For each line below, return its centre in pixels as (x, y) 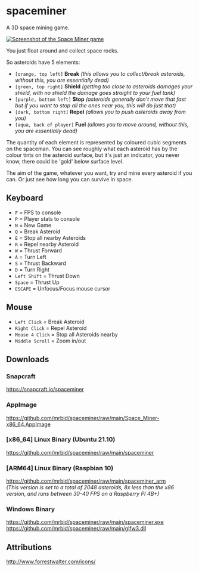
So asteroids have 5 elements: (43, 62)
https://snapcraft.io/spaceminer (45, 390)
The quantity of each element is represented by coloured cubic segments (96, 142)
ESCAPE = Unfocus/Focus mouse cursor (63, 288)
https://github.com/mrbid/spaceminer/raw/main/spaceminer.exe (85, 522)
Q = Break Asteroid (38, 232)
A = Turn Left (30, 257)
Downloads (28, 359)
